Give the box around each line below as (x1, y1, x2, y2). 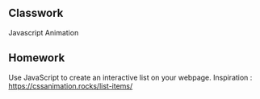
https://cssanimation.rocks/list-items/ (8, 80, 133, 91)
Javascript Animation (8, 27, 79, 37)
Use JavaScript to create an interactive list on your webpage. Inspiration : (8, 72, 253, 82)
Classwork (8, 6, 64, 20)
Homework (8, 52, 65, 65)
